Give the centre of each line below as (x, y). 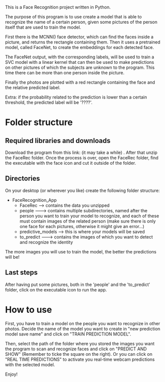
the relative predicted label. (33, 88)
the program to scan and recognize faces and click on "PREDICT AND (76, 349)
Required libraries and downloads (58, 141)
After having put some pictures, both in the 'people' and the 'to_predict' (78, 285)
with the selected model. (30, 364)
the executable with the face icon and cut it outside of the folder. (71, 163)
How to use (29, 310)
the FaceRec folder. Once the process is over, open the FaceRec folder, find (82, 158)
